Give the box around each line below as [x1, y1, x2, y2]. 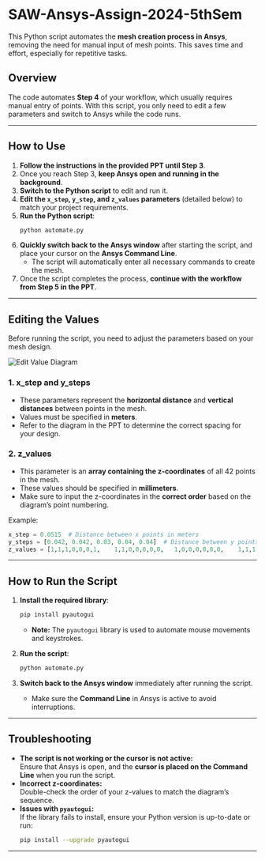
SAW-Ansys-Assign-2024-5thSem [8, 6, 243, 24]
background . [19, 177, 63, 187]
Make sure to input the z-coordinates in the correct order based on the [19, 492, 251, 501]
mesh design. [8, 342, 53, 352]
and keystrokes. [31, 634, 84, 643]
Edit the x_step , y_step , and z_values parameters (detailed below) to [19, 194, 243, 203]
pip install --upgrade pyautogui [19, 835, 130, 843]
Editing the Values [8, 312, 100, 326]
